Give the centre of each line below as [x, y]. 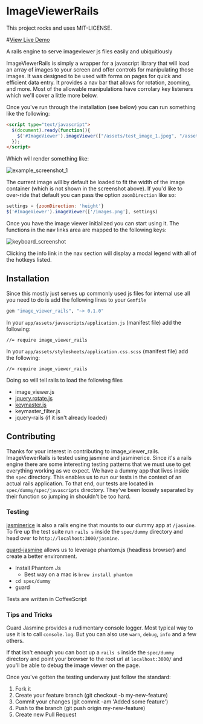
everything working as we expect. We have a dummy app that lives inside [98, 470]
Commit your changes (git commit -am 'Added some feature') [92, 702]
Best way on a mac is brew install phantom [78, 574]
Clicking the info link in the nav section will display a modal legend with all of [101, 253]
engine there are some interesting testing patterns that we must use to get [99, 464]
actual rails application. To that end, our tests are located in [80, 483]
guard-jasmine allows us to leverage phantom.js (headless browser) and [96, 550]
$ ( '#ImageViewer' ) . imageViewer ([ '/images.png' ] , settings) [82, 212]
